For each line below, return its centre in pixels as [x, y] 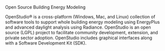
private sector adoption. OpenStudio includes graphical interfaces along [79, 38]
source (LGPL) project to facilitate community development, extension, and [82, 32]
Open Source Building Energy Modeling [45, 7]
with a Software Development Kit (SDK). [46, 43]
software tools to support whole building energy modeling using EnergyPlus [82, 22]
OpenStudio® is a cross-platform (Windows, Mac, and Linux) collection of [80, 17]
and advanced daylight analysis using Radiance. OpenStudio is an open [78, 27]
